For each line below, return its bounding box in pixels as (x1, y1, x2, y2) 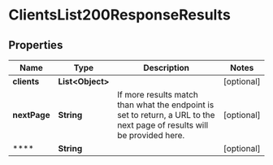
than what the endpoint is (117, 99, 214, 111)
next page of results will (117, 119, 209, 131)
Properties (8, 38, 63, 52)
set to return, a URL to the (117, 110, 215, 120)
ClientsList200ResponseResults (8, 6, 232, 24)
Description (143, 63, 189, 73)
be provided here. (117, 130, 185, 141)
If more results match (117, 89, 199, 100)
